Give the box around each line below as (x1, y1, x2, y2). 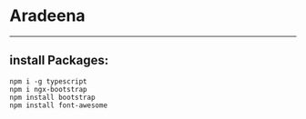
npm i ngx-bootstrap (9, 84, 88, 94)
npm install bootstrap (9, 93, 96, 102)
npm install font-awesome (9, 101, 107, 110)
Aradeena (9, 5, 86, 26)
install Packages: (9, 53, 109, 68)
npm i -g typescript (9, 76, 88, 86)
